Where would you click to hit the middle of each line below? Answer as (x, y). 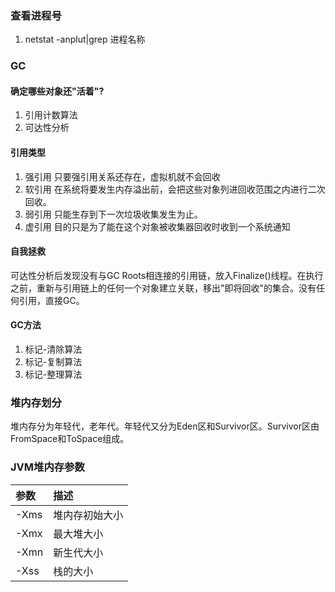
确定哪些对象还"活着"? (57, 91)
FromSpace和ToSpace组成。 (70, 439)
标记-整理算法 (53, 374)
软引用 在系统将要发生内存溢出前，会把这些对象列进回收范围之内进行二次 (175, 189)
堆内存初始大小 (88, 515)
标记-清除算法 (53, 349)
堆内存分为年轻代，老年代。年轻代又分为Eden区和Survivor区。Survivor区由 (165, 426)
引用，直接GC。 (51, 300)
